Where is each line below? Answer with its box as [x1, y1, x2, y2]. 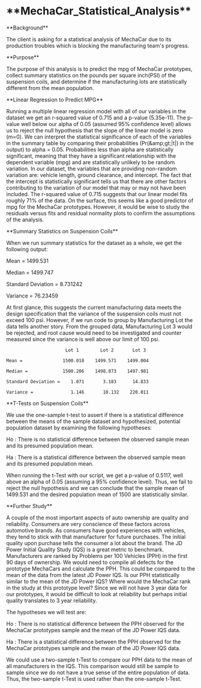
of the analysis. [6, 216, 44, 223]
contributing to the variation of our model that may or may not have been [6, 184, 186, 191]
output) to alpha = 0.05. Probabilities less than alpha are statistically [6, 146, 174, 153]
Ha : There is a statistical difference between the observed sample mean [6, 453, 186, 461]
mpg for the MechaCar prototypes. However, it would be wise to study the [6, 203, 190, 211]
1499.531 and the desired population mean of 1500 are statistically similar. [6, 491, 189, 498]
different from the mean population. [6, 84, 94, 91]
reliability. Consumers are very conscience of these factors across [6, 520, 170, 527]
